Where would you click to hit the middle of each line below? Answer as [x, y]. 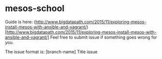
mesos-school [35, 8]
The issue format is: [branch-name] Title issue [51, 52]
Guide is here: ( [20, 22]
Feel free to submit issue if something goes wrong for [104, 37]
